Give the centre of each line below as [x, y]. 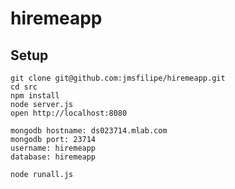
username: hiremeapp [53, 148]
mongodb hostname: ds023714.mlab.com [89, 131]
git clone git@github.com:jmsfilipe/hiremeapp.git [118, 78]
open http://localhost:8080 [69, 113]
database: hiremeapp [53, 157]
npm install [35, 96]
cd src [24, 87]
